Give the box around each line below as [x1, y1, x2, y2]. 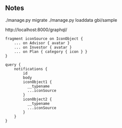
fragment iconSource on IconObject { [5, 36, 83, 41]
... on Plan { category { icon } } [14, 49, 88, 54]
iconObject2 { [23, 96, 52, 102]
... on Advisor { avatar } [14, 41, 70, 45]
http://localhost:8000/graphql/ [5, 27, 67, 33]
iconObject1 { [23, 79, 52, 85]
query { [5, 62, 21, 67]
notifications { [14, 66, 48, 71]
